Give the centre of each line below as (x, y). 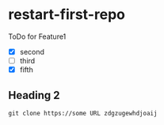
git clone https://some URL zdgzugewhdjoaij (83, 113)
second (32, 51)
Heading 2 (34, 95)
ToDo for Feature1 (37, 36)
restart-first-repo (67, 15)
